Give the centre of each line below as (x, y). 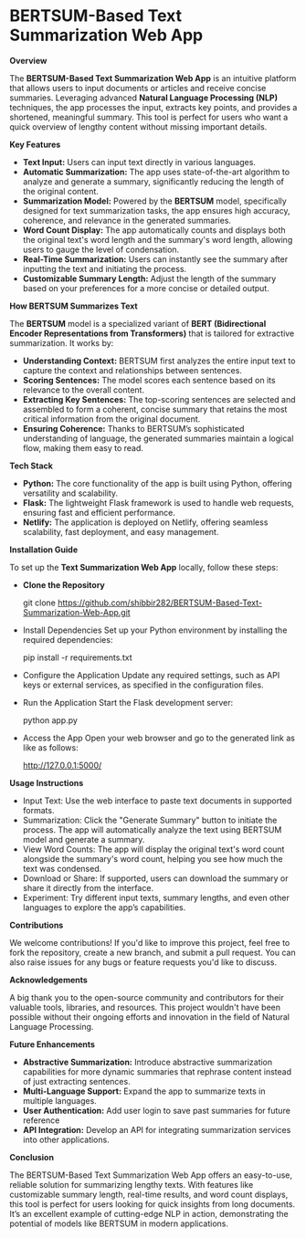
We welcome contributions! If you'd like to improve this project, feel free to (150, 942)
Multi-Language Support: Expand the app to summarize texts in (144, 1091)
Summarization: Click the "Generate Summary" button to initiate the (150, 820)
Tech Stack (31, 466)
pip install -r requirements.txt (77, 657)
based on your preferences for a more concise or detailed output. (146, 288)
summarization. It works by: (62, 342)
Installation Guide (44, 550)
